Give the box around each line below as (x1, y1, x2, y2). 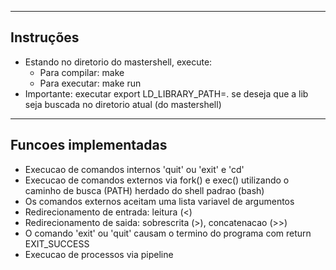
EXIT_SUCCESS (24, 237, 90, 250)
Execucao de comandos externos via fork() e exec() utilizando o (24, 174, 290, 186)
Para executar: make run (39, 77, 142, 89)
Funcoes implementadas (10, 137, 168, 154)
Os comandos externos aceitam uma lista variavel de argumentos (24, 195, 295, 207)
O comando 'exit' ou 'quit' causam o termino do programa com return (24, 227, 312, 239)
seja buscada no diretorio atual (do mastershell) (24, 98, 222, 110)
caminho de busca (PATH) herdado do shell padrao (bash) (24, 184, 265, 196)
